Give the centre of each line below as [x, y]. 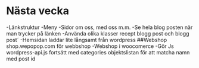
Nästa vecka [38, 11]
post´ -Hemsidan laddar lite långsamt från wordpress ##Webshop [87, 40]
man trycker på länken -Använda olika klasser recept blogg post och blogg [98, 33]
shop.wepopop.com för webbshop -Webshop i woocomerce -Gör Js [90, 46]
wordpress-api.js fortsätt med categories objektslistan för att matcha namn [98, 52]
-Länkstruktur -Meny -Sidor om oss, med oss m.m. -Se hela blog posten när [99, 27]
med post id [21, 59]
